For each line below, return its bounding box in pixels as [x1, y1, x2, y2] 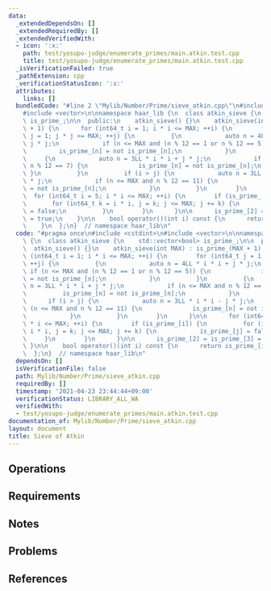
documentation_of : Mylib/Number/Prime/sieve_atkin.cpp [8, 417, 197, 425]
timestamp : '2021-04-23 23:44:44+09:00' [15, 387, 153, 396]
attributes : [15, 86, 56, 95]
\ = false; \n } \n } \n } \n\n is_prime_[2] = [23, 207, 265, 215]
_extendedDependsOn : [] [15, 19, 95, 27]
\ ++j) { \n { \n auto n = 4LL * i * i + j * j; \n [23, 259, 262, 267]
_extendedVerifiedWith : [15, 34, 95, 43]
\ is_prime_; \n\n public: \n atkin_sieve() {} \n [23, 117, 200, 125]
